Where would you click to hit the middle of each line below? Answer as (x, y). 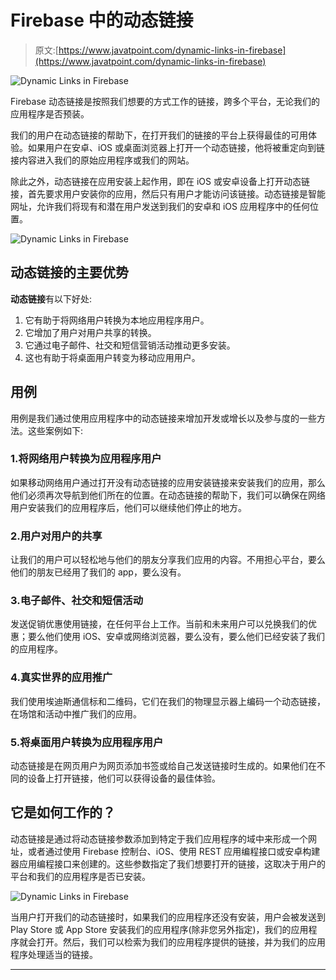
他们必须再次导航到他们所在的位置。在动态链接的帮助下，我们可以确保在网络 (168, 495)
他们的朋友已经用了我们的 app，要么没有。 (98, 572)
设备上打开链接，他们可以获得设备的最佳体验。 (124, 778)
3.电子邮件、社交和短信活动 (76, 601)
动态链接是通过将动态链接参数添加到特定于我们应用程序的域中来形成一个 (159, 838)
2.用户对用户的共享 (56, 536)
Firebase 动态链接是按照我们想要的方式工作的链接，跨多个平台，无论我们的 (165, 101)
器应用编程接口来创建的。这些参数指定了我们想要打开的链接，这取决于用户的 (168, 863)
